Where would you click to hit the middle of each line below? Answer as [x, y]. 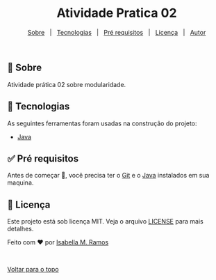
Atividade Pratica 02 [117, 13]
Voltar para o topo [33, 270]
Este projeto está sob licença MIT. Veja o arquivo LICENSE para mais [105, 221]
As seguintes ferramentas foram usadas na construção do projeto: [102, 123]
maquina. [20, 182]
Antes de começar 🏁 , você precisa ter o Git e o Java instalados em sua [108, 176]
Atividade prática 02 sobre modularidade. [67, 84]
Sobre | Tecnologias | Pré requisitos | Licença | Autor [117, 32]
